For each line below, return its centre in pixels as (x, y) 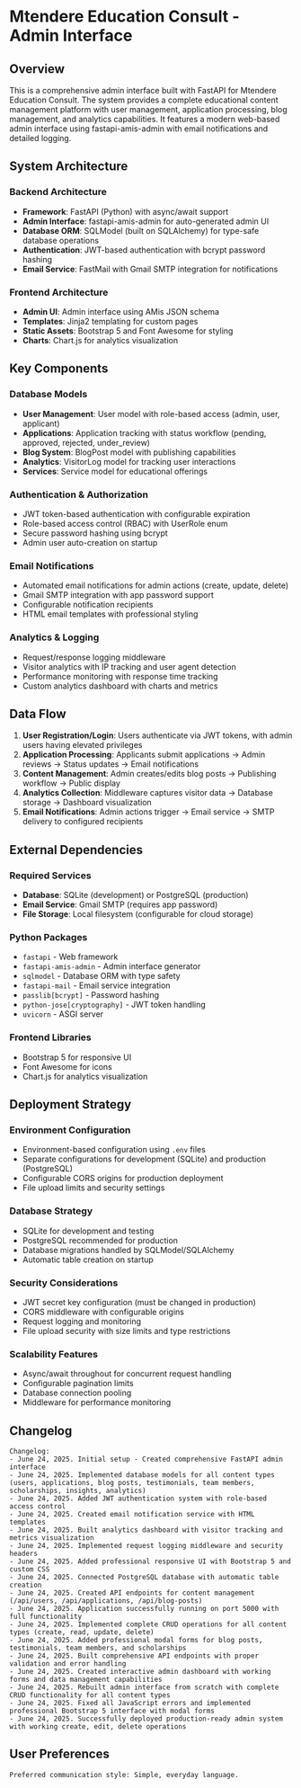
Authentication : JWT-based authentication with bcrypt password (144, 250)
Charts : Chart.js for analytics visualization (100, 340)
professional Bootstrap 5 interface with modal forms (112, 1711)
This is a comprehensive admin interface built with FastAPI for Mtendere (143, 90)
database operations (61, 240)
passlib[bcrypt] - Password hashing (91, 995)
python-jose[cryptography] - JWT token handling (114, 1005)
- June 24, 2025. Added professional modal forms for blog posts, (136, 1641)
